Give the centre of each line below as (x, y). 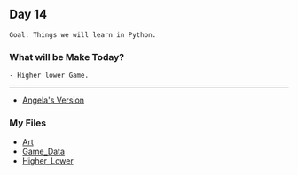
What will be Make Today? (67, 57)
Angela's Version (53, 100)
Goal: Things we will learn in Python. (83, 34)
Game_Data (43, 152)
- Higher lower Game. (49, 76)
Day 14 (28, 15)
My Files (28, 123)
